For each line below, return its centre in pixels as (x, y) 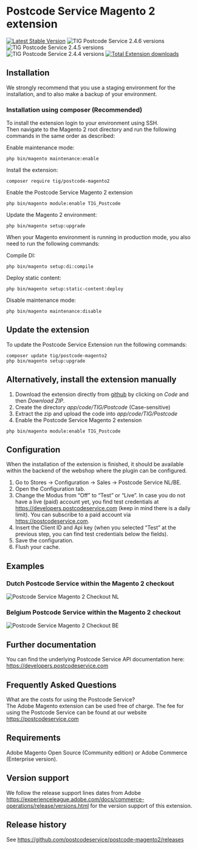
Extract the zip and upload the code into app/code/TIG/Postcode (96, 414)
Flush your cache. (38, 547)
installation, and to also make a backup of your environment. (82, 94)
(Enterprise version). (32, 759)
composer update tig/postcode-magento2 (57, 356)
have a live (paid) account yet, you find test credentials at (87, 502)
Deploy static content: (34, 278)
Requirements (33, 738)
